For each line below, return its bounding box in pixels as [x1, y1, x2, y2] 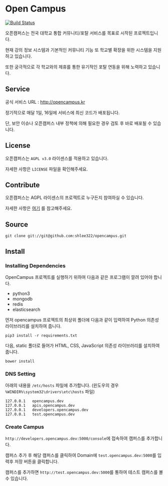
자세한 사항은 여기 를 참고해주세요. [5, 205, 72, 211]
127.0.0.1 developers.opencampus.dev [5, 407, 89, 413]
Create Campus [5, 423, 44, 430]
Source [5, 220, 29, 229]
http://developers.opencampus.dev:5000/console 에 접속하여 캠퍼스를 [5, 435, 145, 441]
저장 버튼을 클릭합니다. [14, 458, 59, 464]
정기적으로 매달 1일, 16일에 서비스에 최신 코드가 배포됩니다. [5, 109, 120, 115]
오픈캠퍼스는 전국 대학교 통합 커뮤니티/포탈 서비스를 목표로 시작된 [5, 30, 133, 36]
